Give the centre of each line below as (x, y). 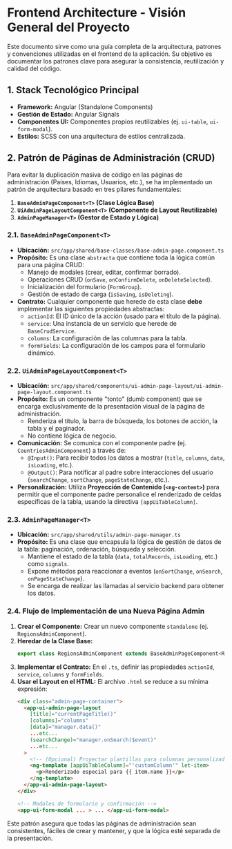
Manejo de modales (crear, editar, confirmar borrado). (104, 272)
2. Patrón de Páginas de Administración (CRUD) (111, 158)
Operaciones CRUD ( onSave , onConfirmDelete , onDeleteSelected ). (120, 279)
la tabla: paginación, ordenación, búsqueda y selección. (96, 549)
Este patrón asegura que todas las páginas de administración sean (102, 823)
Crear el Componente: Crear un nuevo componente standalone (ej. (113, 626)
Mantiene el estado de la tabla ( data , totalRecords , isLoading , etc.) (123, 556)
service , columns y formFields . (60, 674)
